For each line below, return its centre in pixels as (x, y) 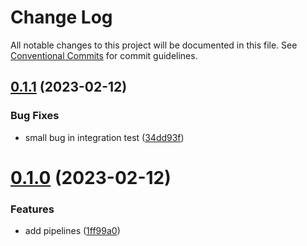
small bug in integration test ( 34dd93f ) (104, 137)
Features (32, 209)
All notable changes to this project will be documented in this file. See (154, 45)
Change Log (61, 17)
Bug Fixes (35, 116)
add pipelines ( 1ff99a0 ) (72, 231)
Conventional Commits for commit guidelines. (104, 55)
